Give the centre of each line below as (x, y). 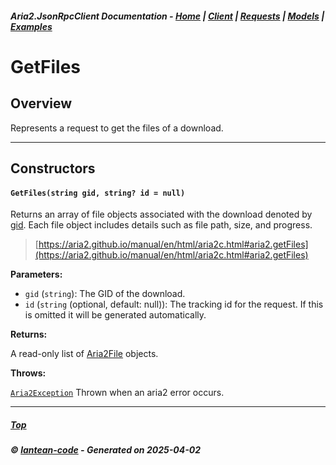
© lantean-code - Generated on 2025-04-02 (105, 450)
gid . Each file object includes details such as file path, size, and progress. (161, 225)
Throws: (28, 373)
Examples (31, 26)
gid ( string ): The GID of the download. (105, 294)
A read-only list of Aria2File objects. (84, 354)
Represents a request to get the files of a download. (117, 128)
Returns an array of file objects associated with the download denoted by (161, 214)
